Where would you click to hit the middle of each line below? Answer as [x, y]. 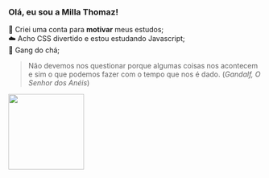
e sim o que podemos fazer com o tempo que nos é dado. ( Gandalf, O [144, 74]
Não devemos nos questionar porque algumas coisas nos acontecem [143, 66]
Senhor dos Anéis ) [59, 83]
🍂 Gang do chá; [34, 50]
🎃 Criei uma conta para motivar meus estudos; [86, 30]
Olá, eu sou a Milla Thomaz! [64, 12]
